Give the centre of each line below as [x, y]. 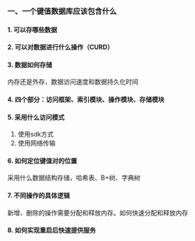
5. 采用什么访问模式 [36, 117]
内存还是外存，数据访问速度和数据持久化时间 [73, 82]
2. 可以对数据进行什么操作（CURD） [60, 47]
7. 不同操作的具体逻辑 [38, 195]
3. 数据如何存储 [30, 65]
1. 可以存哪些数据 [32, 29]
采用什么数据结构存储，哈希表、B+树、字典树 [74, 178]
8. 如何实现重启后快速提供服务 [52, 230]
